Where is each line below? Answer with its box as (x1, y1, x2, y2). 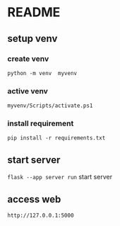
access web (7, 193, 61, 205)
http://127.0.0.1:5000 (7, 212, 74, 220)
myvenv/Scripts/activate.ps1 (7, 102, 93, 110)
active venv (7, 86, 48, 96)
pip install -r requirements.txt (7, 135, 106, 142)
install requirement (7, 118, 74, 128)
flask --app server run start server (7, 173, 113, 181)
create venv (7, 54, 49, 64)
